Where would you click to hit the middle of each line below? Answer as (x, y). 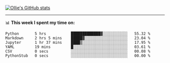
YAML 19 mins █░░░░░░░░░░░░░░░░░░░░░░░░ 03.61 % (78, 47)
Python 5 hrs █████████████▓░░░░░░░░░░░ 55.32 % (78, 34)
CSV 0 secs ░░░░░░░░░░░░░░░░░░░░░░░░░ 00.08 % (78, 51)
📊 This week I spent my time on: (40, 22)
